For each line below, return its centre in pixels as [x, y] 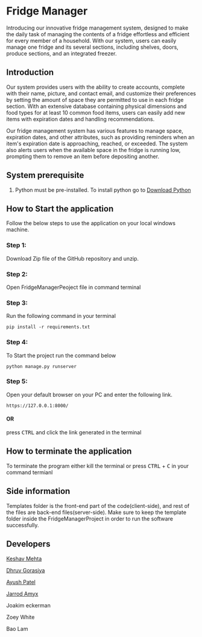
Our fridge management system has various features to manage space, [95, 130]
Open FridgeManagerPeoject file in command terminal [74, 287]
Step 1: [16, 246]
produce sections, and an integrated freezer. [62, 53]
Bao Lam [17, 629]
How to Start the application [60, 208]
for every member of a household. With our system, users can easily [91, 40]
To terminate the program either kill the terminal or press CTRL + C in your [97, 466]
